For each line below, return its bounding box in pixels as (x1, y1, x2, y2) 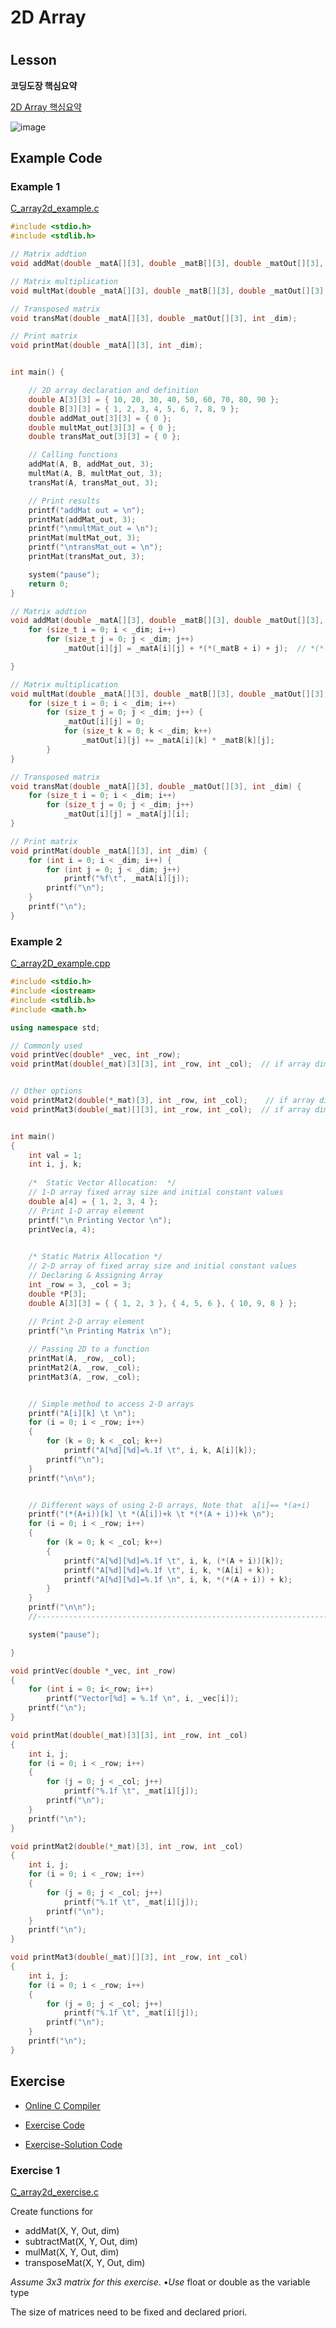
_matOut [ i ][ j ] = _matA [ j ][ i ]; (63, 809, 190, 820)
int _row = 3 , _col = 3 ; (28, 1279, 132, 1290)
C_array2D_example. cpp (10, 957, 111, 970)
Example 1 (10, 180, 61, 194)
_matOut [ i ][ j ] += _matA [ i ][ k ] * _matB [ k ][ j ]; (81, 736, 275, 746)
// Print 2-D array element (28, 1317, 145, 1327)
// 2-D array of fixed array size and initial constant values (28, 1261, 298, 1271)
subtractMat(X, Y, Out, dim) (24, 2235, 138, 2247)
